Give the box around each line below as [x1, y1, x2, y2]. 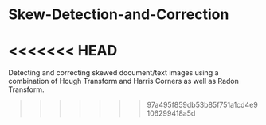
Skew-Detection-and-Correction [8, 6, 229, 24]
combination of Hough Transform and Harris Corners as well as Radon [8, 77, 239, 86]
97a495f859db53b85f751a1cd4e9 [147, 100, 259, 110]
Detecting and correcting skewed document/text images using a [8, 68, 219, 78]
